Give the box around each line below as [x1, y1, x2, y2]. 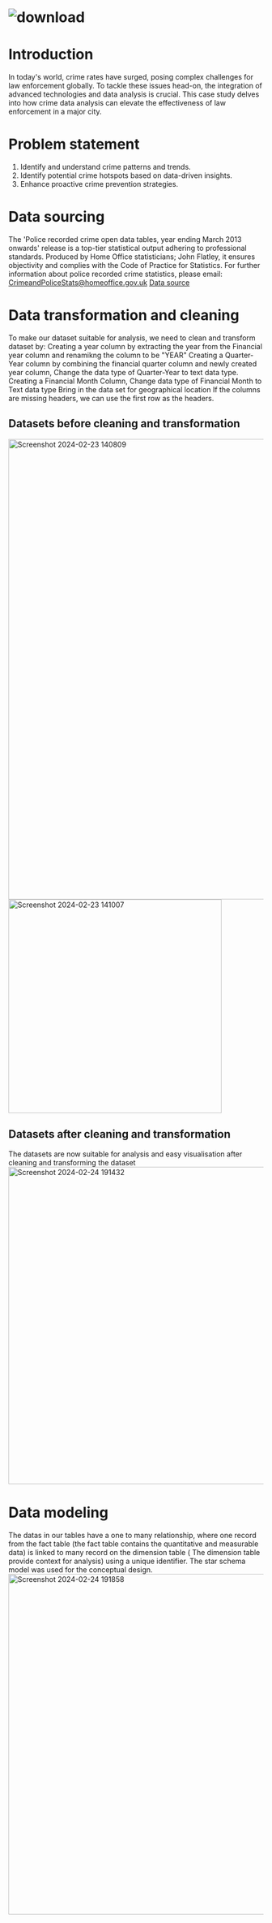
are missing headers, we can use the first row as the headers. [8, 393, 215, 403]
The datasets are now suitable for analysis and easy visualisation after [8, 1149, 243, 1159]
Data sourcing [8, 208, 105, 227]
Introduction [8, 45, 94, 64]
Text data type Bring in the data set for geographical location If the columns [8, 384, 261, 394]
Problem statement [8, 135, 140, 153]
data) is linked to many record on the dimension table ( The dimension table [8, 1547, 261, 1557]
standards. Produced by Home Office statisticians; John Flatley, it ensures [8, 252, 256, 261]
